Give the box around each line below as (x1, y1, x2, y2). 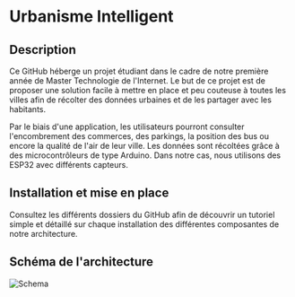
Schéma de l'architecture (9, 254, 154, 270)
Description (9, 42, 76, 57)
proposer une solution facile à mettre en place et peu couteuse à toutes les (9, 85, 287, 95)
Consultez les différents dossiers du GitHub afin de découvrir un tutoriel (9, 209, 275, 220)
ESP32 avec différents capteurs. (9, 160, 128, 170)
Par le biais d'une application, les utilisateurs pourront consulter (9, 121, 245, 132)
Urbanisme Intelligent (9, 6, 174, 27)
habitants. (9, 104, 47, 114)
